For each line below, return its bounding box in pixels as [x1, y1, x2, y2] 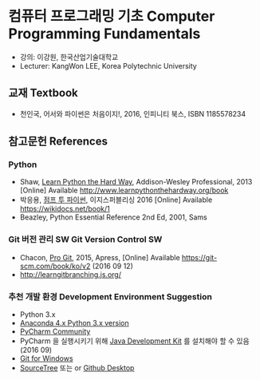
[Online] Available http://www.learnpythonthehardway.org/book [19, 185, 229, 196]
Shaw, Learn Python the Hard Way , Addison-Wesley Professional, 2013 [19, 177, 253, 187]
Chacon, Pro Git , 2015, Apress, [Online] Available [19, 252, 181, 262]
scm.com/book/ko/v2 [19, 261, 91, 271]
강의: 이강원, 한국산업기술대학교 [19, 52, 119, 61]
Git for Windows [19, 354, 73, 363]
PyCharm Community [19, 327, 91, 336]
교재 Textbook [8, 86, 78, 100]
